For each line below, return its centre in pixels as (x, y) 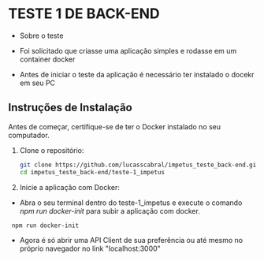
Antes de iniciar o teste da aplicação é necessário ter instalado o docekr (137, 74)
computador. (29, 135)
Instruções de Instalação (70, 108)
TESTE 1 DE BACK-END (84, 14)
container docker (47, 59)
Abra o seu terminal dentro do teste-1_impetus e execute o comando (131, 203)
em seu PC (37, 83)
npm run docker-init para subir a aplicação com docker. (110, 211)
